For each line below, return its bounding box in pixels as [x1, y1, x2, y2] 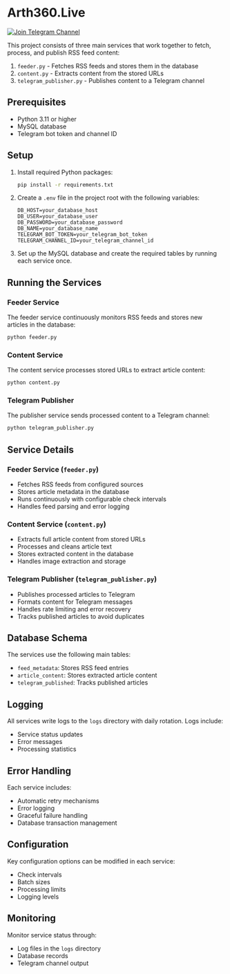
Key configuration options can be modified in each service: [7, 857, 175, 865]
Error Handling [7, 765, 71, 776]
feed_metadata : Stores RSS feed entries [17, 664, 129, 672]
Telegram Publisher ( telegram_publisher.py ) [7, 575, 157, 584]
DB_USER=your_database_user [17, 213, 98, 220]
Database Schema [7, 632, 88, 644]
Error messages [17, 738, 63, 746]
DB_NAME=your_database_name [17, 225, 98, 232]
